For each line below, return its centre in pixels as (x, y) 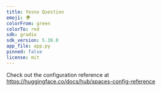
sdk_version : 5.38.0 (33, 40)
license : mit (23, 57)
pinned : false (24, 52)
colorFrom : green (28, 23)
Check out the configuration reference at (58, 75)
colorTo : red (23, 29)
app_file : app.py (28, 46)
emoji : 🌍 (18, 18)
